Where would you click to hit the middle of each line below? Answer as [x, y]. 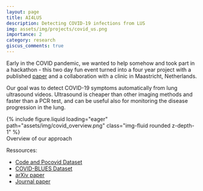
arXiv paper [30, 175]
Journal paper [33, 181]
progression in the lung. [36, 107]
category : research [31, 40]
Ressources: [22, 150]
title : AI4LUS [24, 18]
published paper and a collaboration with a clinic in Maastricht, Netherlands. [102, 76]
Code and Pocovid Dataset [49, 162]
